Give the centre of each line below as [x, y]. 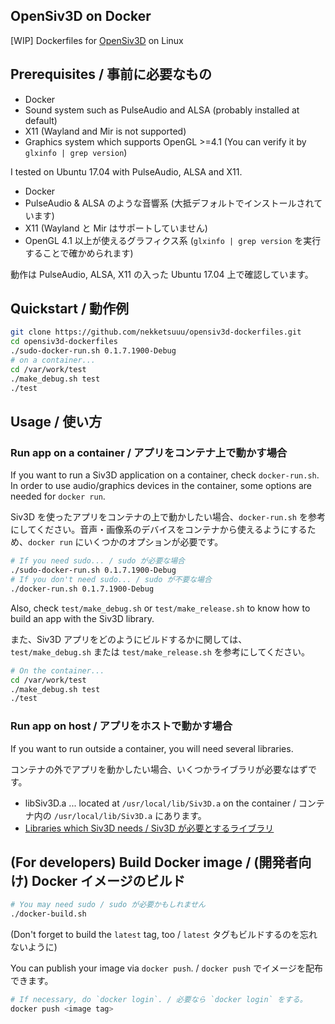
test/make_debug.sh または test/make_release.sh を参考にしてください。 [160, 651]
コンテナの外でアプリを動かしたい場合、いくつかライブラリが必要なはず [159, 769]
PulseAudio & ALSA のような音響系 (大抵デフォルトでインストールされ [169, 203]
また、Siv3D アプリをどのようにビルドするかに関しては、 [129, 639]
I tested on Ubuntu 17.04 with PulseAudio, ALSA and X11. [126, 171]
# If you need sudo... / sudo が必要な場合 [97, 561]
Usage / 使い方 [56, 421]
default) [41, 120]
